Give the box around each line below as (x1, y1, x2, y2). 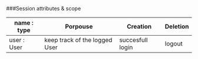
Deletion (164, 23, 189, 30)
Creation (126, 23, 152, 30)
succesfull (119, 36, 148, 44)
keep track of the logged (44, 36, 113, 44)
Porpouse (64, 23, 93, 30)
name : (14, 19, 34, 27)
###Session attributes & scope (6, 5, 81, 12)
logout (164, 40, 183, 47)
